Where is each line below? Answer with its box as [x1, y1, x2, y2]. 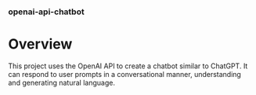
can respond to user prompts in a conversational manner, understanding [8, 69, 241, 79]
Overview [8, 35, 73, 53]
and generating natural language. [8, 78, 116, 87]
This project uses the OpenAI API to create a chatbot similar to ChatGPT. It [8, 61, 248, 71]
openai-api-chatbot [8, 6, 85, 17]
